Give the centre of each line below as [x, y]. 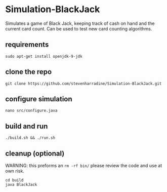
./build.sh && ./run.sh [30, 138]
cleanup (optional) [35, 153]
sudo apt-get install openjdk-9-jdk [44, 56]
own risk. [15, 171]
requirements [27, 45]
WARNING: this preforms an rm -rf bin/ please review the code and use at [84, 165]
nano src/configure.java [31, 111]
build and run [27, 126]
